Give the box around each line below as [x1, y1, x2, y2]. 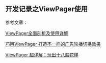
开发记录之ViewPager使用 [5, 5, 88, 14]
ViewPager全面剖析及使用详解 [5, 30, 69, 36]
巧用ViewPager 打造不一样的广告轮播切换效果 [5, 41, 101, 47]
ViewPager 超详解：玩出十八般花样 [5, 51, 79, 57]
